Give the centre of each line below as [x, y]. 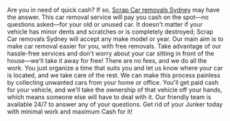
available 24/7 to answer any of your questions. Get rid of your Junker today [115, 104]
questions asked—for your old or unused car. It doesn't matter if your [105, 24]
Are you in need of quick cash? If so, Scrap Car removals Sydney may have [113, 10]
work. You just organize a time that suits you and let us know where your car [115, 68]
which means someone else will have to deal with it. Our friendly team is [109, 97]
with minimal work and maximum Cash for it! [70, 111]
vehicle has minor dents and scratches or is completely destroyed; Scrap [111, 31]
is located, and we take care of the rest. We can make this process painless [114, 75]
